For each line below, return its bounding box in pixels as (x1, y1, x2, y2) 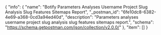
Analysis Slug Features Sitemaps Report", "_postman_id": (5, 9, 121, 15)
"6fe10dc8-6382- (121, 9, 156, 15)
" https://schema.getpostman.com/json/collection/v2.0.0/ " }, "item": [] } (5, 24, 148, 30)
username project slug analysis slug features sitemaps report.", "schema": (5, 19, 154, 25)
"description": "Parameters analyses (65, 14, 139, 20)
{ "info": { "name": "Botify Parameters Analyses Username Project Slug (5, 4, 148, 10)
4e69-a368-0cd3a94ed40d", (5, 14, 64, 20)
